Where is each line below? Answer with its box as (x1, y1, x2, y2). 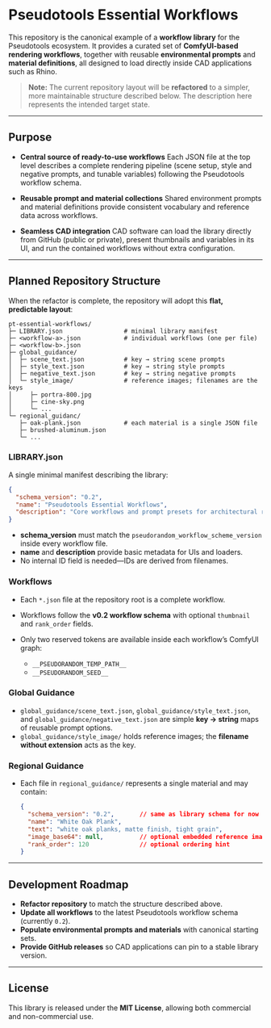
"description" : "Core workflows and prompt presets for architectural (15, 508, 258, 516)
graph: (19, 643, 43, 652)
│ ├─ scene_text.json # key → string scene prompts (8, 355, 226, 363)
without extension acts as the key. (19, 740, 136, 749)
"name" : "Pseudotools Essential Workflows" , (15, 501, 168, 509)
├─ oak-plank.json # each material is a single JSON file (19, 418, 258, 427)
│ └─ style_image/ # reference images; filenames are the (8, 376, 258, 384)
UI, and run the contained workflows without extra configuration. (19, 243, 236, 253)
